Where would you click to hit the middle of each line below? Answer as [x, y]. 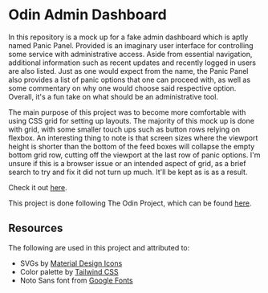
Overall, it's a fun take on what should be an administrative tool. [114, 96]
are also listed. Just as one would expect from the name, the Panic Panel [128, 71]
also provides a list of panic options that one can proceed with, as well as [130, 79]
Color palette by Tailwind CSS [69, 271]
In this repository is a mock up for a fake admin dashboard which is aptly [128, 37]
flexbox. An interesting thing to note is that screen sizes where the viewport [133, 137]
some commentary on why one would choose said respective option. [122, 88]
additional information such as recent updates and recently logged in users [132, 63]
